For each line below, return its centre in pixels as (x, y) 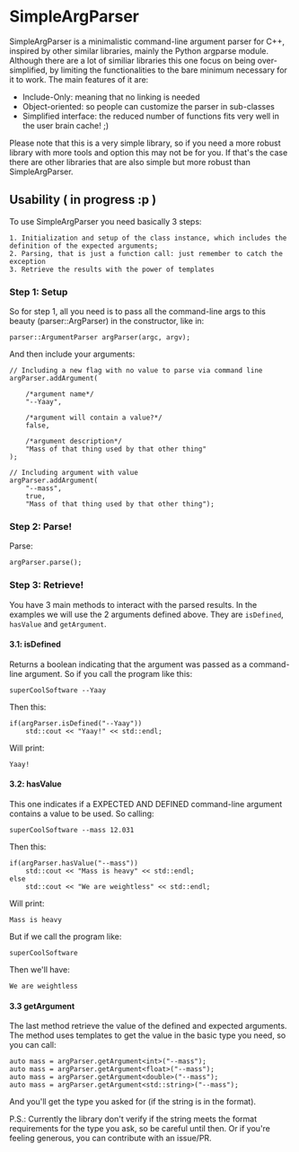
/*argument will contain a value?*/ (94, 418)
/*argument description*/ (74, 442)
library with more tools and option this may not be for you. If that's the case (149, 152)
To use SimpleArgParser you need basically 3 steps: (106, 221)
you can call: (33, 1045)
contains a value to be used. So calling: (82, 813)
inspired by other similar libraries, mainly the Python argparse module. (139, 50)
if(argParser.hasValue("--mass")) (74, 864)
